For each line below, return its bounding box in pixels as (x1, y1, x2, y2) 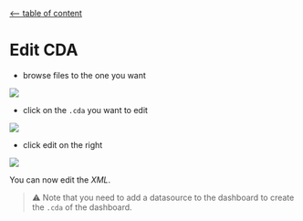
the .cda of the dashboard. (31, 201, 132, 213)
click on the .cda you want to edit (22, 104, 149, 115)
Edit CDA (9, 40, 78, 60)
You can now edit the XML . (9, 174, 111, 185)
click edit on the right (22, 139, 103, 150)
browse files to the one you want (22, 69, 146, 80)
